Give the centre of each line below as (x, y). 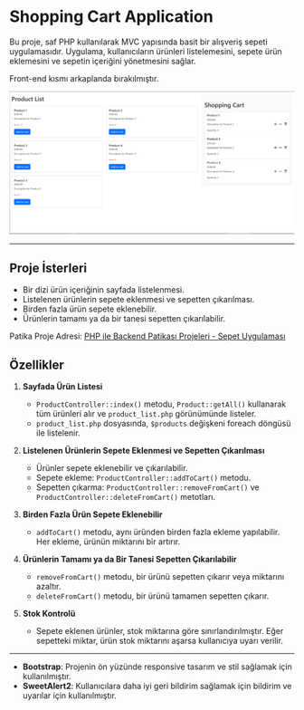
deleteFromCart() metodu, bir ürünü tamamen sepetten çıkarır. (152, 596)
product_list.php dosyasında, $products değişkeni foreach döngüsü (163, 424)
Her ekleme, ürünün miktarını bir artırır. (108, 542)
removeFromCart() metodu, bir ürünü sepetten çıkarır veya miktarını (160, 577)
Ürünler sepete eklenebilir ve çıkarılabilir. (112, 468)
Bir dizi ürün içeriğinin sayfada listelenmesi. (103, 290)
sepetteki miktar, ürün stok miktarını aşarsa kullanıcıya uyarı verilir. (159, 641)
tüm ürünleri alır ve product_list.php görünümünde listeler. (146, 414)
